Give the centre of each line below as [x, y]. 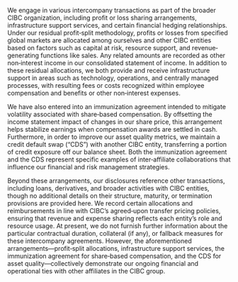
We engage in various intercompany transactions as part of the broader [112, 10]
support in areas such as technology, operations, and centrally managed [113, 78]
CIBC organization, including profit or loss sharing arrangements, [102, 18]
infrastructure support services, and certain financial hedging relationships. [118, 25]
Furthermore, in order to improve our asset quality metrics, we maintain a [114, 137]
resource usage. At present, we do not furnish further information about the [118, 226]
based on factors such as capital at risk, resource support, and [99, 48]
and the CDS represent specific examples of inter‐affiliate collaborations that [119, 159]
